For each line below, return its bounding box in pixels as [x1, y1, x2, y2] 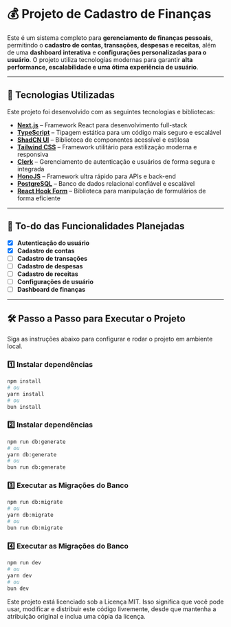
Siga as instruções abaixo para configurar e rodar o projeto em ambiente [7, 334, 213, 343]
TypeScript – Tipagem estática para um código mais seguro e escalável [16, 128, 221, 136]
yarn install [7, 390, 45, 397]
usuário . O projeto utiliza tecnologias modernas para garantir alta [7, 55, 193, 63]
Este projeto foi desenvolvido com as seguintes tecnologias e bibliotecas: [7, 107, 215, 116]
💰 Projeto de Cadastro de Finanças [7, 6, 212, 22]
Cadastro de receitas [16, 270, 79, 278]
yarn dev [7, 572, 32, 579]
